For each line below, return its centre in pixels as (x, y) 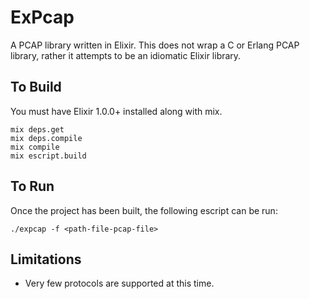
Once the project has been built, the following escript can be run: (144, 210)
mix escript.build (48, 156)
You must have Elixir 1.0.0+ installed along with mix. (116, 111)
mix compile (35, 147)
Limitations (46, 259)
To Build (36, 87)
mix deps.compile (46, 138)
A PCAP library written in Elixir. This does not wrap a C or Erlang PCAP (155, 45)
